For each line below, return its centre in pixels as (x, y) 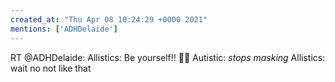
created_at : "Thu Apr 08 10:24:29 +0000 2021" (109, 19)
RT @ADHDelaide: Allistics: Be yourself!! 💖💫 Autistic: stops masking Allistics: (168, 57)
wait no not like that (51, 68)
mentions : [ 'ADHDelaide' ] (64, 29)
